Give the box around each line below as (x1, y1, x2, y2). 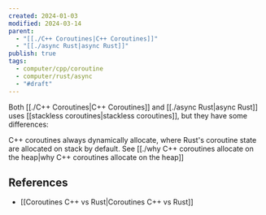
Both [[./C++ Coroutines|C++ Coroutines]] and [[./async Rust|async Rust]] (8, 102, 259, 112)
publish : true (8, 49, 57, 58)
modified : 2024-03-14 (8, 19, 82, 28)
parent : (8, 27, 35, 35)
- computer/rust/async (15, 72, 93, 80)
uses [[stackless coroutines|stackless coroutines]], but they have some (8, 110, 248, 120)
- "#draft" (15, 80, 53, 88)
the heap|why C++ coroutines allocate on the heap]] (8, 152, 185, 162)
